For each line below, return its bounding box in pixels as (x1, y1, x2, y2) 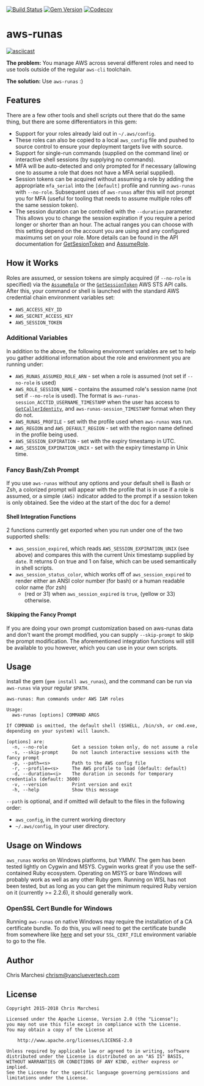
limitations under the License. (6, 1075, 89, 1081)
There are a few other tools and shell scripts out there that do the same (6, 111, 185, 119)
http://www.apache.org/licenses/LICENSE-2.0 (17, 1038, 133, 1044)
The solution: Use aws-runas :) (6, 77, 84, 85)
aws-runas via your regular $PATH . (6, 684, 89, 692)
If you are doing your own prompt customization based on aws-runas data (6, 624, 194, 632)
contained (6, 870, 32, 877)
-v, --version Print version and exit (12, 782, 133, 788)
